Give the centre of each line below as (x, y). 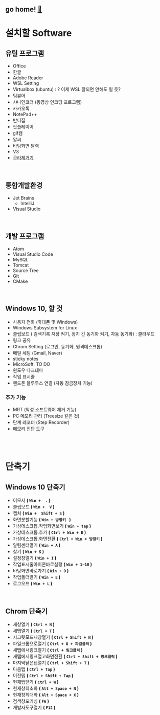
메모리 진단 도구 (28, 429)
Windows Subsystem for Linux (45, 327)
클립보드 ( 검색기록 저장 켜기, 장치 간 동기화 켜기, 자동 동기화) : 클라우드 (84, 333)
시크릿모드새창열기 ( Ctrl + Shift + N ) (53, 637)
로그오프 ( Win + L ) (32, 584)
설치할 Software (39, 33)
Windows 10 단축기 (35, 487)
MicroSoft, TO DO (31, 364)
